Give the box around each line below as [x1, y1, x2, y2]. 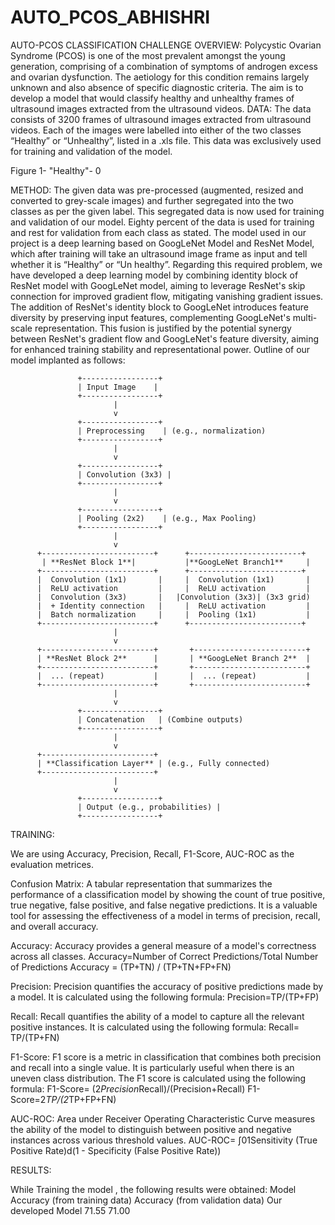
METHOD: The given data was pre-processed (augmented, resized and [10, 184, 304, 196]
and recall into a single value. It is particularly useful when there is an [10, 1061, 295, 1073]
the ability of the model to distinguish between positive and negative [10, 1123, 292, 1135]
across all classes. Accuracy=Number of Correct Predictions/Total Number [10, 950, 319, 962]
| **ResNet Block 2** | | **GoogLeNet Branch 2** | [36, 653, 311, 663]
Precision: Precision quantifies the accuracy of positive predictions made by [10, 980, 324, 992]
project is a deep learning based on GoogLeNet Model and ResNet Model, [10, 237, 315, 249]
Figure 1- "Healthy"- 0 [10, 164, 102, 176]
